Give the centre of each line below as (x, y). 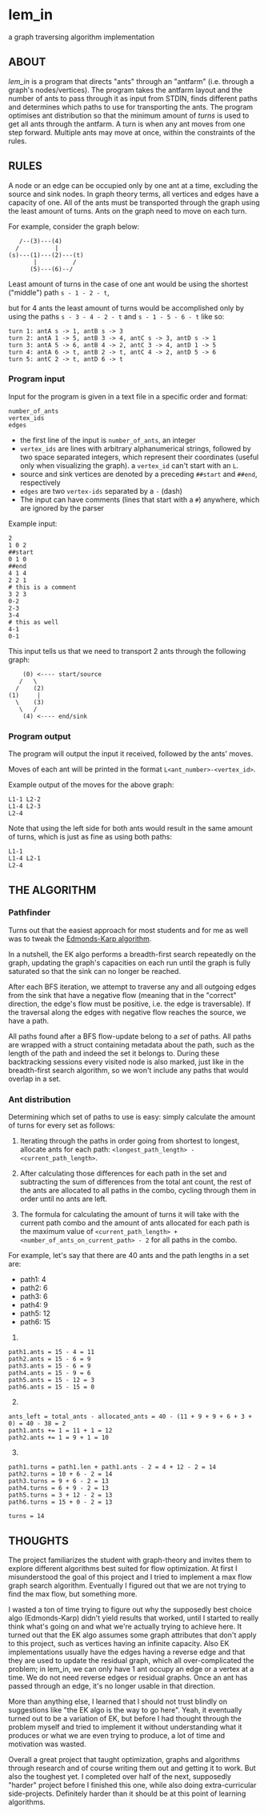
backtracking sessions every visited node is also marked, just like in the (126, 1061)
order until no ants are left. (64, 1199)
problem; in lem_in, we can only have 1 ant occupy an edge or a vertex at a (131, 1669)
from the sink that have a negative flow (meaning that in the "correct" (123, 995)
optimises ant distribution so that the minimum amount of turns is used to (129, 115)
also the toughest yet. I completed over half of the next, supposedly (120, 1776)
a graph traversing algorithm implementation (82, 37)
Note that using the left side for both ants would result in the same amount (131, 828)
